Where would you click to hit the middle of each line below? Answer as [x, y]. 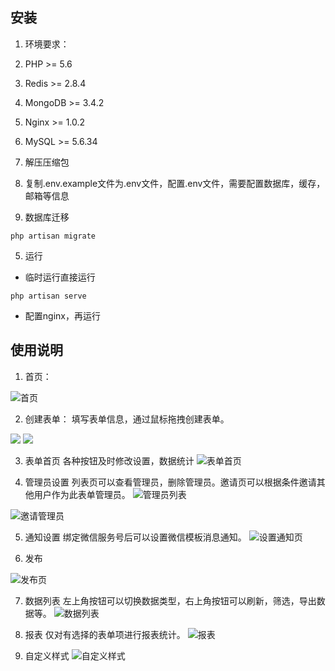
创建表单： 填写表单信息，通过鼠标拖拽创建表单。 [127, 419]
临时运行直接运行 [60, 277]
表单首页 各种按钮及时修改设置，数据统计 [109, 460]
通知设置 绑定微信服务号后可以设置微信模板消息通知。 [135, 537]
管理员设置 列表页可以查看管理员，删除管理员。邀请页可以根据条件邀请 [170, 482]
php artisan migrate [53, 236]
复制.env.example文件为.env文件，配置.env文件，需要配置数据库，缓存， [175, 183]
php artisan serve [48, 296]
